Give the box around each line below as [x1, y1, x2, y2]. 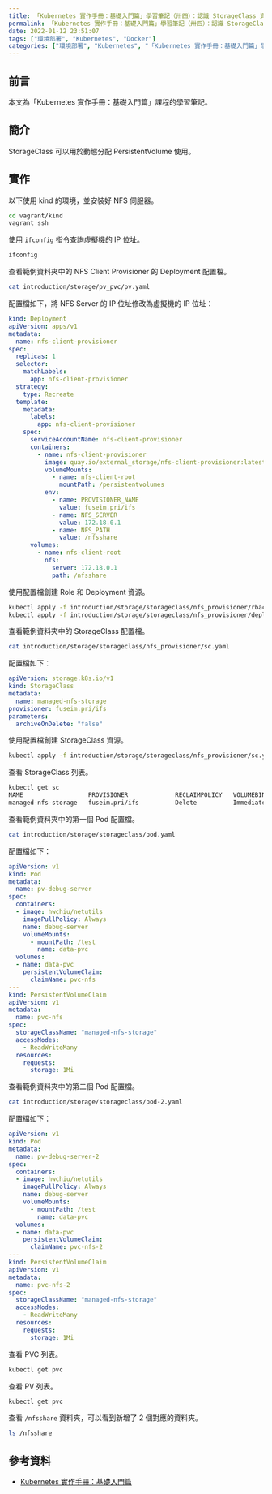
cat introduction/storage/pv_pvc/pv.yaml [8, 283, 151, 291]
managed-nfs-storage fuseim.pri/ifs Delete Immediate [8, 799, 266, 807]
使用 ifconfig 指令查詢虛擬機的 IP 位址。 [8, 235, 144, 244]
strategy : [15, 382, 49, 390]
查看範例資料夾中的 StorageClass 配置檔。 [8, 626, 150, 636]
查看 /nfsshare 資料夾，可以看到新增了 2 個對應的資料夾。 [8, 1413, 202, 1423]
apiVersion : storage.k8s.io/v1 [8, 674, 114, 682]
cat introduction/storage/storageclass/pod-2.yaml [8, 1098, 183, 1106]
